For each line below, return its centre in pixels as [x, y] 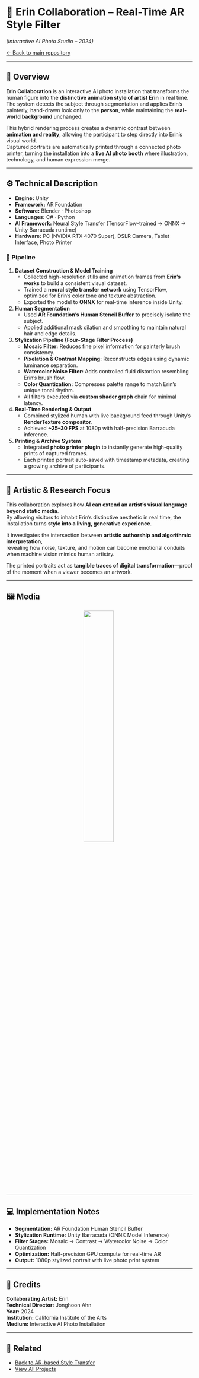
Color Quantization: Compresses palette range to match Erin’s [100, 384]
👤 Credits [24, 1284]
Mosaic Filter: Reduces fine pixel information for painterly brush [102, 346]
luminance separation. [51, 365]
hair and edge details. [50, 333]
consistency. [39, 352]
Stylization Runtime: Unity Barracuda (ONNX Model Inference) [92, 1235]
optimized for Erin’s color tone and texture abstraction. [90, 296]
